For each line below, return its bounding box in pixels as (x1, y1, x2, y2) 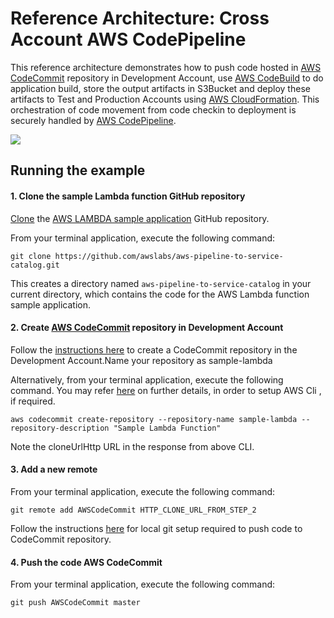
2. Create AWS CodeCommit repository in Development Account (10, 322, 284, 334)
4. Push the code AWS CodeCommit (10, 556, 163, 568)
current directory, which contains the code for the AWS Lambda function (10, 288, 310, 300)
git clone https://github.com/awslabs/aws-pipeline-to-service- (10, 251, 284, 261)
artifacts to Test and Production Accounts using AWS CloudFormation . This (10, 93, 320, 105)
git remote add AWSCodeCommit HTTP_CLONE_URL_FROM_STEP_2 (10, 505, 257, 515)
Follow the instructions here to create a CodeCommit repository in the (10, 343, 298, 356)
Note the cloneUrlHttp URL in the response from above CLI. (10, 440, 255, 452)
